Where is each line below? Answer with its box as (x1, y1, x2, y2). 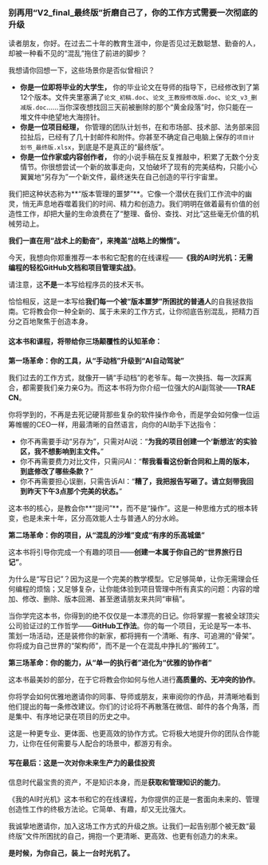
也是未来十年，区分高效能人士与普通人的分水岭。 (22, 513, 183, 523)
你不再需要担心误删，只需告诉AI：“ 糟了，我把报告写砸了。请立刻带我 (19, 476, 247, 486)
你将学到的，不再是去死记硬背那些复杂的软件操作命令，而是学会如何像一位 (8, 409, 253, 419)
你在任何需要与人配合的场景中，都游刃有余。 (29, 738, 176, 748)
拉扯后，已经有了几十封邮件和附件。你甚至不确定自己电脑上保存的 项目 (19, 132, 249, 142)
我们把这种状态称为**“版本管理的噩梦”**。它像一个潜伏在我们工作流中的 (8, 189, 246, 199)
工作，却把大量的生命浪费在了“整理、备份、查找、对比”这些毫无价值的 (22, 209, 253, 218)
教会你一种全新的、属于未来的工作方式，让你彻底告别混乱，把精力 (35, 307, 253, 317)
